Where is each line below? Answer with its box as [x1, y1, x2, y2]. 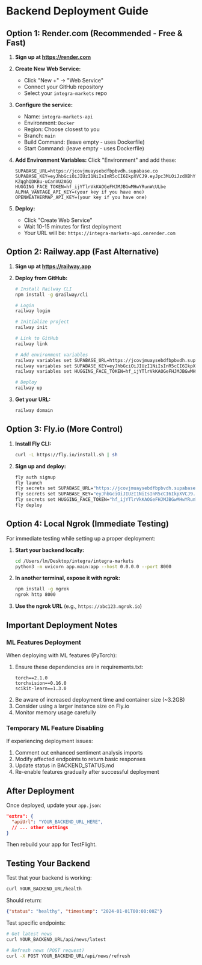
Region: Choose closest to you [23, 126, 100, 133]
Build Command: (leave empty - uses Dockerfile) [23, 138, 145, 146]
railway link [14, 341, 48, 347]
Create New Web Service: [14, 65, 81, 72]
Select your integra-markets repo [23, 90, 107, 97]
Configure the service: [14, 101, 73, 108]
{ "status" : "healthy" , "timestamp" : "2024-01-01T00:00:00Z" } [6, 908, 163, 914]
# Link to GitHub [14, 335, 59, 342]
